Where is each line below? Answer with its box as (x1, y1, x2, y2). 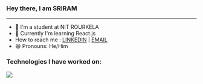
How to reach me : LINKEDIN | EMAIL (14, 36, 108, 43)
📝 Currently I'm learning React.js (14, 30, 96, 37)
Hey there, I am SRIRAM (6, 4, 77, 13)
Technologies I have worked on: (6, 58, 101, 66)
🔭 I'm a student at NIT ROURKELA (14, 23, 99, 31)
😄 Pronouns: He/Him (14, 43, 68, 50)
